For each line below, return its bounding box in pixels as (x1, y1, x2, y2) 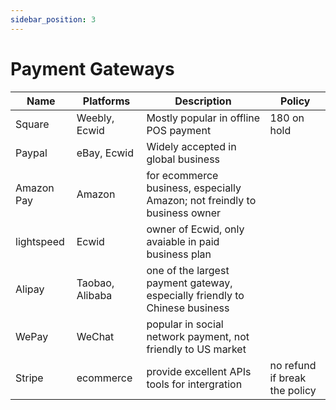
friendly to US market (146, 342, 247, 356)
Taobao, (76, 276, 115, 290)
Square (15, 117, 50, 131)
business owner (146, 206, 222, 220)
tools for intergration (146, 377, 243, 391)
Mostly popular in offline (146, 111, 261, 125)
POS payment (146, 123, 212, 137)
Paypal (15, 146, 48, 160)
